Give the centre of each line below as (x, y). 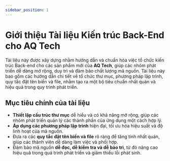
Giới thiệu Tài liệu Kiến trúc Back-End (85, 35)
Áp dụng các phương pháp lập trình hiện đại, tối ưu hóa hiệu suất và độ (88, 126)
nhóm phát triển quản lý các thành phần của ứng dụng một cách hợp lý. (87, 120)
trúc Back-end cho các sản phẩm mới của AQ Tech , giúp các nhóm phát (81, 65)
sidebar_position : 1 (27, 10)
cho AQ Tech (33, 46)
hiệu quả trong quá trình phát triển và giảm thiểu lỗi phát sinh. (77, 153)
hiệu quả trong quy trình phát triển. (42, 87)
